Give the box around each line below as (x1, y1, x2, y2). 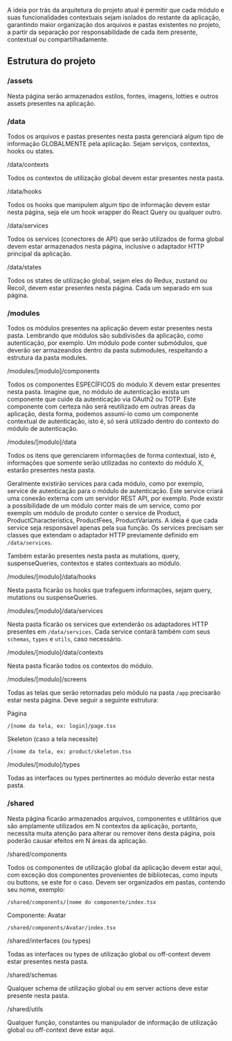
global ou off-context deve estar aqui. (7, 1025, 116, 1034)
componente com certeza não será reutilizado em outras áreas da (7, 402, 195, 411)
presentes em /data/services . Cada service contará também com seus (7, 628, 211, 636)
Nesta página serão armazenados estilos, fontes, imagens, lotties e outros (7, 91, 219, 100)
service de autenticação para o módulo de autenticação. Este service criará (7, 487, 224, 495)
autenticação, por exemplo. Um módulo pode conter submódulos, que (7, 339, 208, 347)
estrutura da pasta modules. (7, 353, 88, 362)
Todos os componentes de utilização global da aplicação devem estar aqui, (7, 863, 223, 871)
